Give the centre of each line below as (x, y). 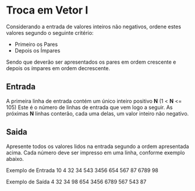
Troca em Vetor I (47, 10)
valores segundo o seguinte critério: (50, 32)
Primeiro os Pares (36, 44)
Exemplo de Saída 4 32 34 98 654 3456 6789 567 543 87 (76, 182)
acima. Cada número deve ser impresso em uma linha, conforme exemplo (96, 152)
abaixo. (15, 159)
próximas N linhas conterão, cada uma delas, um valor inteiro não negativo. (97, 113)
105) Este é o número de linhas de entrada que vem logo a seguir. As (90, 107)
